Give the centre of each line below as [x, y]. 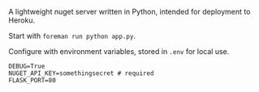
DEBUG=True [27, 66]
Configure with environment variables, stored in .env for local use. [119, 51]
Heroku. [22, 20]
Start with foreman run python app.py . [72, 36]
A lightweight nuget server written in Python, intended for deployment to [129, 12]
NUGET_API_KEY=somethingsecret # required [81, 73]
